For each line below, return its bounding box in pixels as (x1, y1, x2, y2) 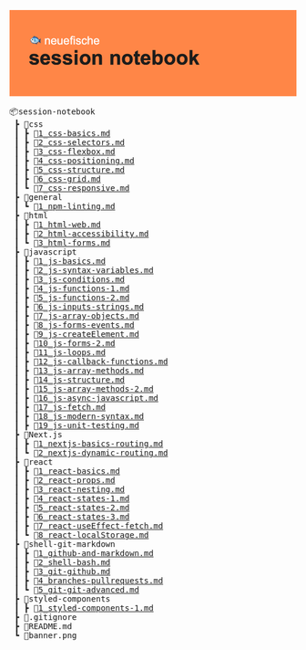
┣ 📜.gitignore (14, 613, 77, 623)
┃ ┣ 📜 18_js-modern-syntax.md (14, 412, 145, 422)
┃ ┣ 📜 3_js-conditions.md (14, 275, 126, 285)
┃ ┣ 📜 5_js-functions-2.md (14, 293, 130, 303)
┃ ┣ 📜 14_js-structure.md (14, 375, 126, 385)
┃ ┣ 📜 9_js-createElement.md (14, 330, 139, 340)
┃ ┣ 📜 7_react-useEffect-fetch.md (14, 521, 164, 531)
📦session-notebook (9, 107, 96, 117)
